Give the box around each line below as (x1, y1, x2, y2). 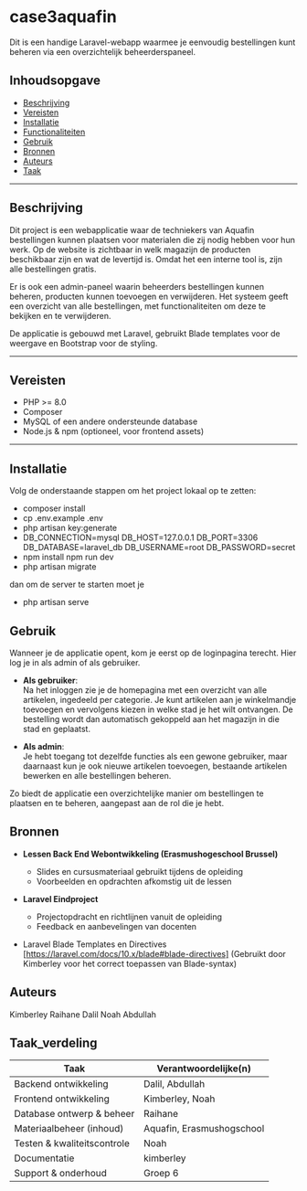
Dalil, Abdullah (143, 1078, 206, 1090)
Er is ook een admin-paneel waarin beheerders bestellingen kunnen (9, 281, 265, 292)
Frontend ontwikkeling (14, 1092, 110, 1105)
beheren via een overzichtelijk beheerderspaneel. (9, 46, 196, 57)
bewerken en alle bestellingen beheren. (22, 771, 172, 781)
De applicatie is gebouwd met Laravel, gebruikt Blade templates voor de (9, 327, 281, 339)
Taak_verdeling (9, 1036, 98, 1051)
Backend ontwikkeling (14, 1078, 109, 1090)
